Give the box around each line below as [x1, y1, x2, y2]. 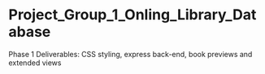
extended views [8, 58, 62, 68]
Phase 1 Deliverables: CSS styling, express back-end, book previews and [8, 49, 253, 59]
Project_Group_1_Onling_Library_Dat [8, 6, 257, 24]
